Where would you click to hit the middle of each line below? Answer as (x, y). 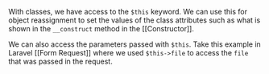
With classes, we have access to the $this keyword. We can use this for (128, 12)
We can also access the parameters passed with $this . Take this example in (135, 44)
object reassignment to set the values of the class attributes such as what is (134, 20)
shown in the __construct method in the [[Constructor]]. (101, 29)
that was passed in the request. (60, 61)
